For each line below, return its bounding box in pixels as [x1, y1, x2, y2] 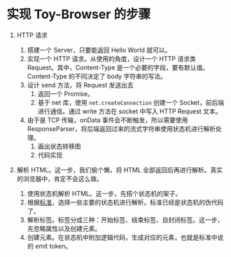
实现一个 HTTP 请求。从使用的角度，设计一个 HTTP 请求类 [27, 54, 197, 63]
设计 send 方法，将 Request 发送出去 [27, 81, 134, 89]
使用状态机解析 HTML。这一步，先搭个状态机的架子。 [27, 189, 182, 197]
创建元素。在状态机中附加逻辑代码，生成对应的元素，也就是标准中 [27, 232, 218, 242]
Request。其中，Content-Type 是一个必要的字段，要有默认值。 [27, 63, 209, 71]
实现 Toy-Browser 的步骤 [6, 6, 151, 22]
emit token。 [35, 242, 72, 250]
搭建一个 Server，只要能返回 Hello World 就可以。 [27, 46, 171, 54]
